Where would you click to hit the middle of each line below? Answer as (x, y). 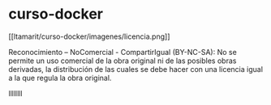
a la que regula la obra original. (60, 78)
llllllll (15, 93)
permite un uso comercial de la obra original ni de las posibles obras (123, 61)
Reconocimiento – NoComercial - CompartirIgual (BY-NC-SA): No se (123, 52)
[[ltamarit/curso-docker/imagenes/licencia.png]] (89, 36)
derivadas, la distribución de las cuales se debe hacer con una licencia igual (136, 69)
